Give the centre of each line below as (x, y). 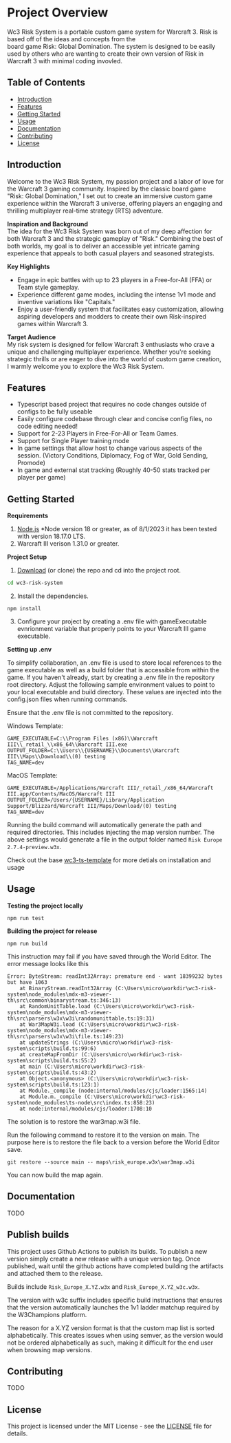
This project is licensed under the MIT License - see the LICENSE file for (109, 1426)
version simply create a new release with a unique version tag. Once (104, 1259)
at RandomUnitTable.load (55, 1006)
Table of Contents (46, 83)
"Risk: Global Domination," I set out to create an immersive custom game (110, 196)
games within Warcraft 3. (53, 323)
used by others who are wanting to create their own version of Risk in (106, 54)
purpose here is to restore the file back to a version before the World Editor (113, 1142)
